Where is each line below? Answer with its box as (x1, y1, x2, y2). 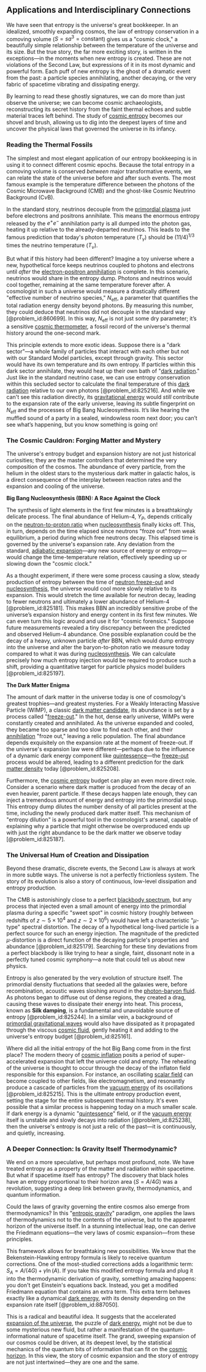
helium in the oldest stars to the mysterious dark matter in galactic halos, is (6, 470, 196, 477)
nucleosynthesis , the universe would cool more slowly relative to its (6, 585, 177, 592)
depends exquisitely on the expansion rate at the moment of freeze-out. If (6, 739, 193, 747)
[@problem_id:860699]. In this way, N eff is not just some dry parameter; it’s (6, 315, 197, 324)
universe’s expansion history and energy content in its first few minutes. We (6, 611, 197, 619)
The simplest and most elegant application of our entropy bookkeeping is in (6, 154, 197, 162)
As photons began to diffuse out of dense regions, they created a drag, (6, 994, 186, 1001)
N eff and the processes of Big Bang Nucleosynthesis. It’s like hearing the (6, 406, 190, 416)
